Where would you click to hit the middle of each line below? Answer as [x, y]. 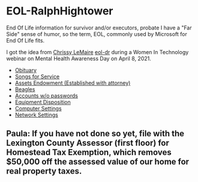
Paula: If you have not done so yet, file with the [95, 134]
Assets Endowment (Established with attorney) [73, 83]
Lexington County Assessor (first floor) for [88, 143]
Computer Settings [38, 108]
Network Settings [36, 115]
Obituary [26, 70]
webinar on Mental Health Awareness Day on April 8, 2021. [79, 58]
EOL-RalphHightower [60, 11]
